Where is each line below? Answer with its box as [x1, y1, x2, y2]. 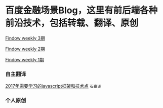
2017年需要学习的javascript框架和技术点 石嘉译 [5, 83, 101, 89]
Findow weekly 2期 [5, 46, 46, 52]
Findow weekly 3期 [5, 35, 46, 41]
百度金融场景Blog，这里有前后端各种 [5, 5, 158, 16]
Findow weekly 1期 [5, 56, 45, 62]
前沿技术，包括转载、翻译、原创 [5, 17, 139, 29]
